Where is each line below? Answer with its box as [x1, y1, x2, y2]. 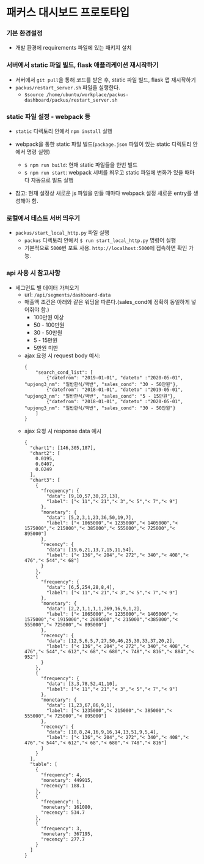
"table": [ [29, 761, 58, 767]
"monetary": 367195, [40, 831, 93, 837]
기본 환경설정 [6, 29, 43, 37]
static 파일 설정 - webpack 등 [6, 112, 90, 121]
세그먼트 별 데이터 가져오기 [15, 284, 79, 291]
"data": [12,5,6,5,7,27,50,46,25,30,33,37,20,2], [46, 638, 175, 644]
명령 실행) [26, 148, 51, 156]
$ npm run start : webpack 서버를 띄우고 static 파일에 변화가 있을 [24, 169, 183, 176]
